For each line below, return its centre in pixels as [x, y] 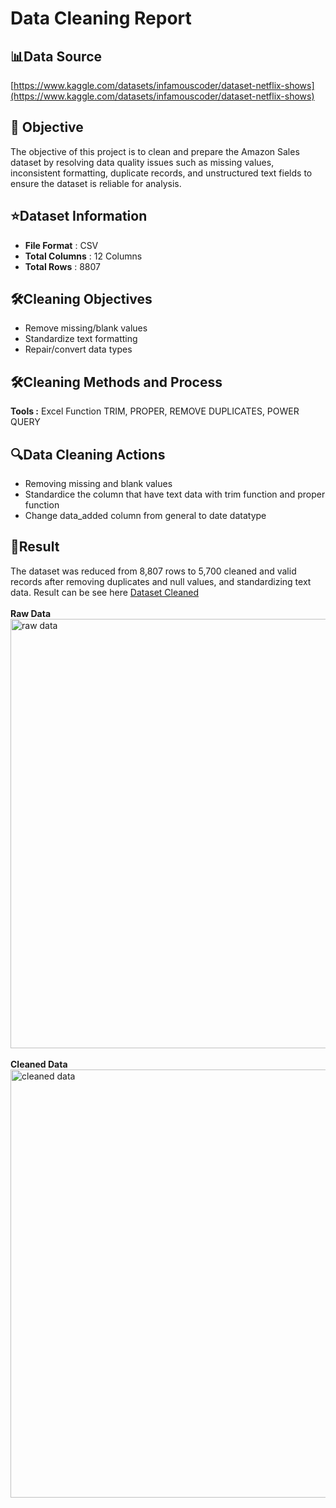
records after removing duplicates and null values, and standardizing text [161, 581]
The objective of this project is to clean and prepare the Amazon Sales [155, 151]
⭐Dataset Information [79, 216]
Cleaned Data [39, 1064]
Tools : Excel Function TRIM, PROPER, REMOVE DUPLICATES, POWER [155, 411]
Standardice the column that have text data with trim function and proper [175, 494]
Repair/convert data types [78, 349]
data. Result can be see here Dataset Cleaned [105, 592]
